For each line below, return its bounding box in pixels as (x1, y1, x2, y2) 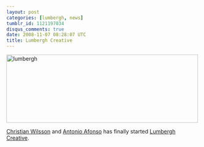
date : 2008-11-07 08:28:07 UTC (6, 32, 86, 38)
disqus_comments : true (6, 26, 64, 32)
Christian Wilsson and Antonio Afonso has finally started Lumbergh (6, 128, 176, 135)
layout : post (6, 9, 40, 15)
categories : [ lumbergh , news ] (6, 15, 84, 21)
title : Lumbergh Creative (6, 37, 72, 43)
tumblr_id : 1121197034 (6, 20, 64, 26)
